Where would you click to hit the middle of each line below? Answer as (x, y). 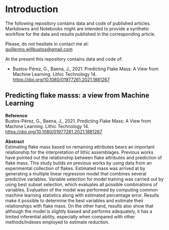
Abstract (15, 141)
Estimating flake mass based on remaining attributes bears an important (80, 147)
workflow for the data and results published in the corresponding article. (80, 34)
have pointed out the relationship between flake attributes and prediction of (84, 157)
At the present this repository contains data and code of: (64, 59)
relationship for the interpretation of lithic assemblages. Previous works (79, 152)
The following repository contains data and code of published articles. (78, 23)
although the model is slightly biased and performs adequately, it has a (79, 211)
